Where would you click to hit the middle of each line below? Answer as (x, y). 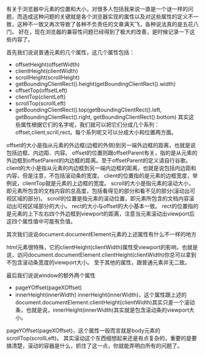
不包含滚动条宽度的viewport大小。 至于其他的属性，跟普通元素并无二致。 (98, 262)
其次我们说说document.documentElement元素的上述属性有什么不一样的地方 (102, 234)
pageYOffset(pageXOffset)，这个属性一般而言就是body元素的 (83, 330)
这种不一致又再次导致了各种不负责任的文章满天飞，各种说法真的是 (100, 24)
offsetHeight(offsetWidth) (47, 65)
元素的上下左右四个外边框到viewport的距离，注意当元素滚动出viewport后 (103, 214)
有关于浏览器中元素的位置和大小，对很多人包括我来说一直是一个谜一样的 (97, 9)
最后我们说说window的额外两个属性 (51, 275)
